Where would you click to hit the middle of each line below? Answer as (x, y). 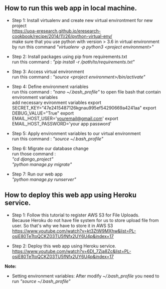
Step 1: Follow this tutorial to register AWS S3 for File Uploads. (76, 215)
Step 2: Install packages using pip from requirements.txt (70, 56)
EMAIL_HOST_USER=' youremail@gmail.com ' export (65, 118)
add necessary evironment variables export (57, 102)
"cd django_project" (32, 159)
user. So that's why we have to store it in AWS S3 (62, 225)
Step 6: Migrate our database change (50, 148)
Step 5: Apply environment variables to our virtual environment (76, 133)
